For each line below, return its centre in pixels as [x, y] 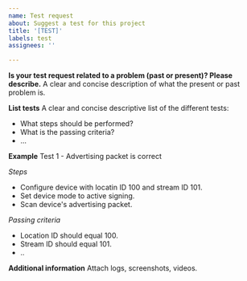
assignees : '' [32, 46]
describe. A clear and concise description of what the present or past [124, 84]
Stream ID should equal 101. [66, 244]
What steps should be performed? [77, 124]
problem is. [27, 92]
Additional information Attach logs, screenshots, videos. [103, 268]
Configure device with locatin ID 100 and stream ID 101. [111, 187]
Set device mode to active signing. [77, 196]
